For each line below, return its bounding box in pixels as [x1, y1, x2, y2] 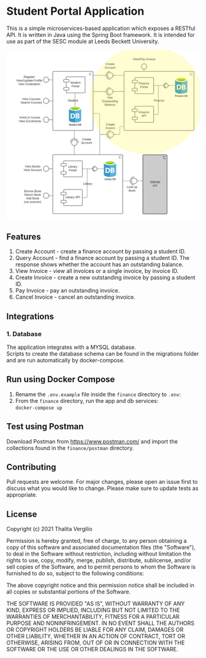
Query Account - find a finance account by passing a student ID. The [15, 254, 190, 262]
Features [6, 231, 41, 242]
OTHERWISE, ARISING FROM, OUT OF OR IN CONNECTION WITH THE [6, 639, 185, 646]
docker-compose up [15, 405, 63, 411]
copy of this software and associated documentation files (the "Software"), [6, 544, 196, 551]
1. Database [6, 329, 42, 338]
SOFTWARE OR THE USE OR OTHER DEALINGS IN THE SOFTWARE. [6, 646, 178, 653]
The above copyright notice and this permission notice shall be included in [6, 581, 194, 589]
